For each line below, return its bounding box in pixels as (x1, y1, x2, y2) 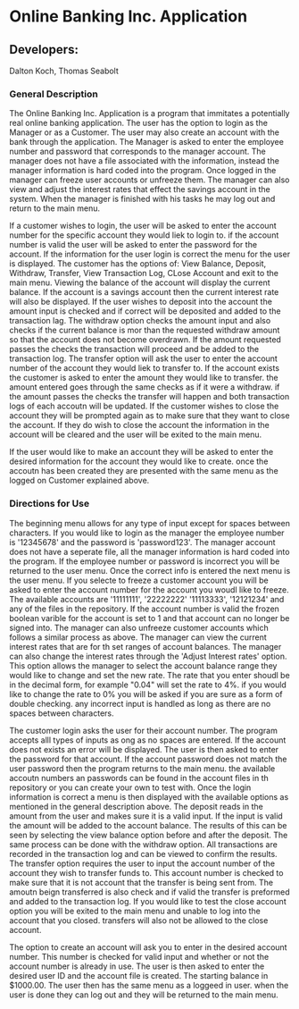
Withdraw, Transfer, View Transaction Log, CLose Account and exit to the (9, 268, 279, 279)
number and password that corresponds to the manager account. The (9, 146, 266, 157)
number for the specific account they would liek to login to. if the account (9, 230, 279, 240)
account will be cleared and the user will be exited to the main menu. (9, 429, 262, 440)
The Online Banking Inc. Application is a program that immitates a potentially (9, 108, 290, 119)
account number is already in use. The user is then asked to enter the (9, 961, 265, 971)
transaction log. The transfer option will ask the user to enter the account (9, 353, 278, 364)
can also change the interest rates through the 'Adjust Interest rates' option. (9, 651, 287, 661)
